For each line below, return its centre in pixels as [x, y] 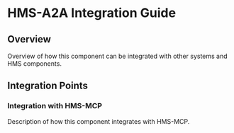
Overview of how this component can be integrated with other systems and [118, 56]
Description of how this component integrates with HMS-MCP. [99, 121]
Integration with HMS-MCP [55, 106]
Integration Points [48, 86]
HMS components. [35, 64]
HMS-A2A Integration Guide [91, 13]
